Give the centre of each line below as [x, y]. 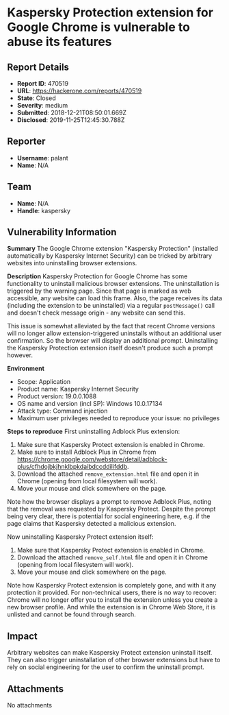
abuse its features [59, 42]
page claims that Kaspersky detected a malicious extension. [92, 524]
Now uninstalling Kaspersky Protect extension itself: [80, 537]
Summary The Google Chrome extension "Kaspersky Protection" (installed [113, 249]
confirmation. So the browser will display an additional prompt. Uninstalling [113, 341]
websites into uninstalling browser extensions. [72, 263]
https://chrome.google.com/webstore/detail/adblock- [92, 459]
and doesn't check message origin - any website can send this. [96, 313]
